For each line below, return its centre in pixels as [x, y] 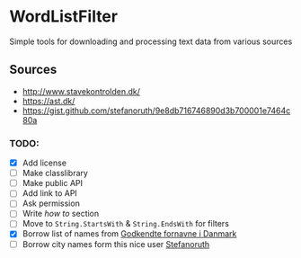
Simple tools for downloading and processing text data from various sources [151, 41]
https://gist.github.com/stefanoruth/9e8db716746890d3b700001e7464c [156, 111]
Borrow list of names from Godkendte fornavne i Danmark [129, 234]
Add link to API [50, 193]
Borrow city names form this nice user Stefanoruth [116, 244]
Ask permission [51, 203]
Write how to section [61, 214]
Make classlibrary [55, 173]
